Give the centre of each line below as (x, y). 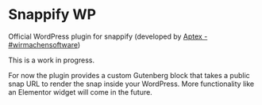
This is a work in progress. (52, 60)
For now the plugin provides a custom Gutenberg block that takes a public (129, 75)
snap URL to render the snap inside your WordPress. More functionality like (131, 84)
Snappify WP (52, 15)
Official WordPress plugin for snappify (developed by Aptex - (108, 36)
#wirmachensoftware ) (44, 44)
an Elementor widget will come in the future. (80, 92)
